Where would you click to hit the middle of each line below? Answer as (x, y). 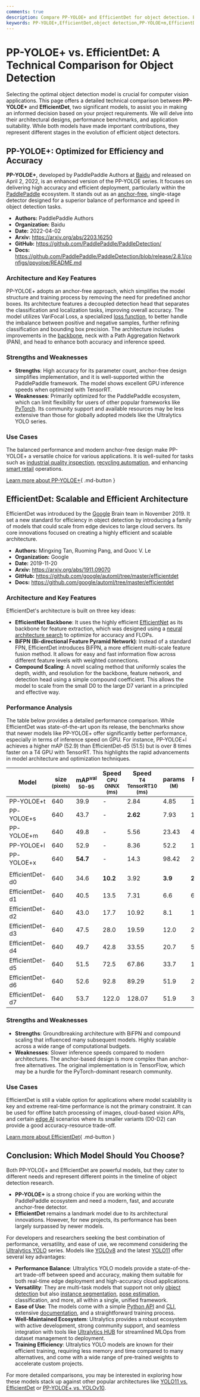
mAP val (86, 779)
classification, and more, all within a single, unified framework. (91, 1300)
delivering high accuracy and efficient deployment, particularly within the (96, 188)
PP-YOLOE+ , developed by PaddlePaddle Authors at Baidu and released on (99, 175)
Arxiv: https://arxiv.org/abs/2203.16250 (64, 237)
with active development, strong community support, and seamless (97, 1325)
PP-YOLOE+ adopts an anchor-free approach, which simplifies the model (96, 291)
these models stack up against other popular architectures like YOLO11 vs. (97, 1381)
